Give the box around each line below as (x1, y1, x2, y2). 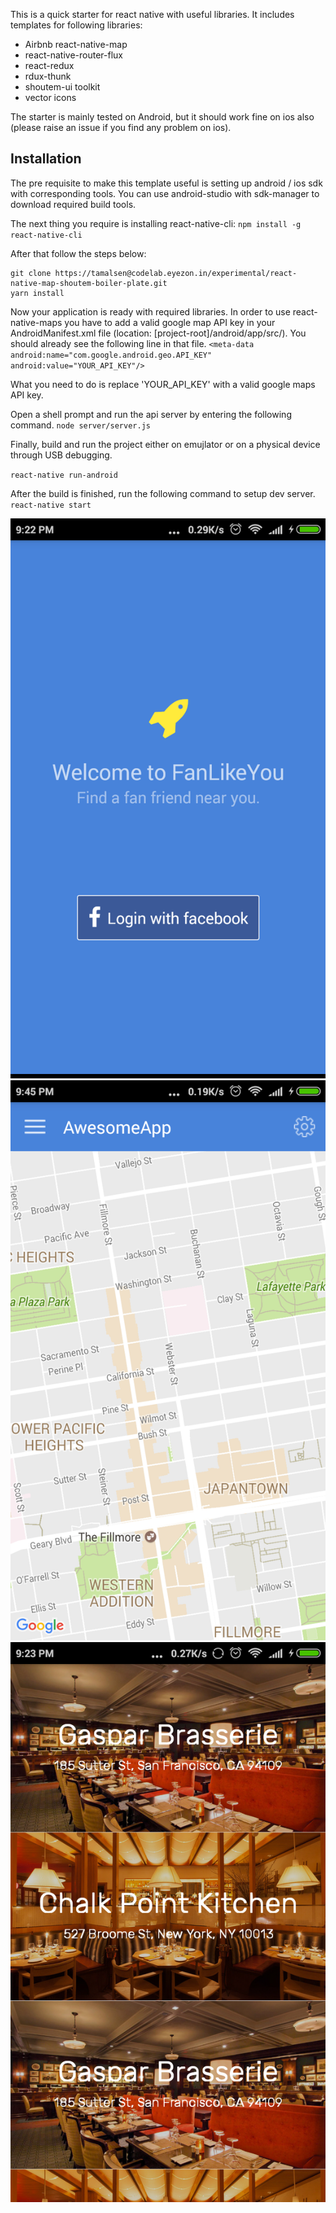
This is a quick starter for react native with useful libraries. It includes (10, 9, 295, 20)
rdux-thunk (24, 70, 72, 82)
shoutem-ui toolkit (24, 81, 101, 93)
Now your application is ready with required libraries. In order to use (10, 305, 291, 318)
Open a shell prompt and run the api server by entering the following (10, 408, 292, 420)
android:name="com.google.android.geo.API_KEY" (10, 350, 213, 360)
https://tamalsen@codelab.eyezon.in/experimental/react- (54, 268, 298, 278)
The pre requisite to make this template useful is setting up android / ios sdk (10, 177, 323, 189)
